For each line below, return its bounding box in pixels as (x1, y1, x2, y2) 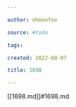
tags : (7, 41, 23, 49)
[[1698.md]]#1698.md (7, 92, 70, 101)
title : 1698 (7, 67, 42, 74)
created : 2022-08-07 (7, 54, 68, 62)
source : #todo (7, 29, 49, 36)
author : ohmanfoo (7, 16, 58, 23)
